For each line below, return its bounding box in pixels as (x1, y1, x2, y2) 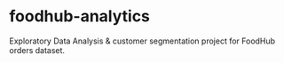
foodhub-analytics (9, 6, 151, 27)
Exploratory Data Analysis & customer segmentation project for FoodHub (9, 35, 276, 46)
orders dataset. (9, 44, 65, 55)
